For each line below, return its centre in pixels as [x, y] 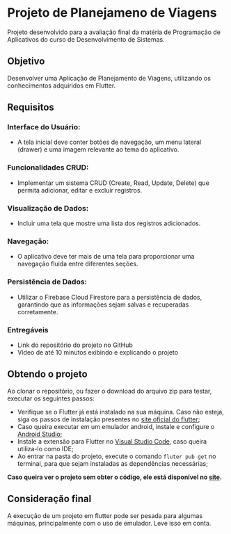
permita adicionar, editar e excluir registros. [80, 190]
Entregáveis [28, 330]
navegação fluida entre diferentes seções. [78, 264]
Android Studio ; [40, 434]
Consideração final [49, 499]
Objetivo [26, 62]
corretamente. [38, 311]
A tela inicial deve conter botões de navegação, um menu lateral [109, 142]
